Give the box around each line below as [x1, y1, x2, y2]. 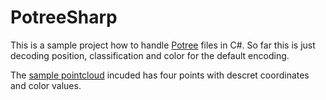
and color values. [10, 79, 82, 91]
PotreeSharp [10, 6, 118, 29]
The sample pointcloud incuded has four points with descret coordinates [10, 69, 310, 81]
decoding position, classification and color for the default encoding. [10, 49, 290, 61]
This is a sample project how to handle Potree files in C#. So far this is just [10, 39, 316, 51]
